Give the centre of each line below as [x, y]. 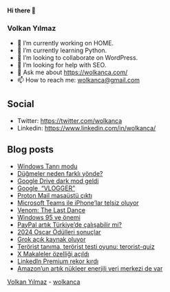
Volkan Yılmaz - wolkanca [44, 282]
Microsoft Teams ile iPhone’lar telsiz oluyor [78, 203]
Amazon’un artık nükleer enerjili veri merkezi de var [90, 268]
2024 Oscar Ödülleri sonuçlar [59, 232]
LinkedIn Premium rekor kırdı [57, 261]
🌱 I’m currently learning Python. [62, 50]
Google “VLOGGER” [46, 188]
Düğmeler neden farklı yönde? [60, 173]
